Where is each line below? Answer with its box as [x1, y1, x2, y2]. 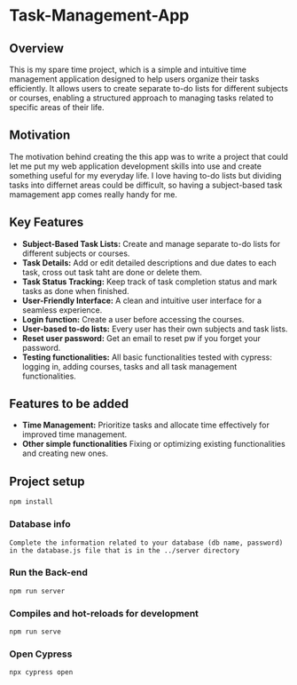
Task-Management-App [9, 5, 190, 26]
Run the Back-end [9, 566, 89, 578]
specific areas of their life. [9, 102, 105, 112]
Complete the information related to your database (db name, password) [9, 538, 284, 547]
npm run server [9, 586, 66, 595]
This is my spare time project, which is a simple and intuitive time [9, 64, 246, 75]
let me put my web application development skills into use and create [9, 161, 262, 171]
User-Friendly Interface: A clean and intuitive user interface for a [21, 295, 262, 306]
